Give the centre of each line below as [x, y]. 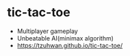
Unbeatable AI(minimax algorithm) [65, 38]
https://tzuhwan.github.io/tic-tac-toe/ [70, 45]
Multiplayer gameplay [48, 31]
